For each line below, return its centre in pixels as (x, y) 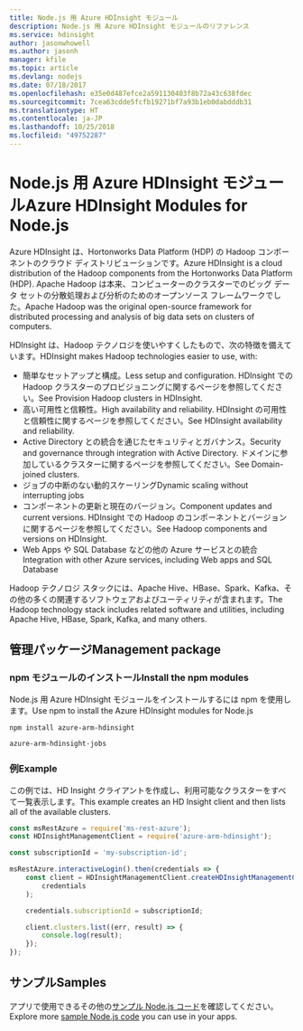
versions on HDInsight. (64, 538)
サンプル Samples (58, 983)
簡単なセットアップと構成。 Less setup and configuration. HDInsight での (157, 375)
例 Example (33, 769)
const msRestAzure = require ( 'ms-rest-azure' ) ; (101, 828)
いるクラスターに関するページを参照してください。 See (148, 464)
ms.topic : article (44, 69)
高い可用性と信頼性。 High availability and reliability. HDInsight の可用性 (154, 409)
